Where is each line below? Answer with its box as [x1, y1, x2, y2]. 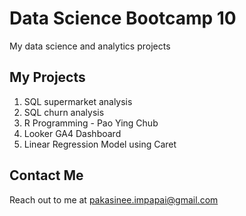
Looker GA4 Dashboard [23, 127, 122, 139]
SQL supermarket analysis [23, 95, 133, 107]
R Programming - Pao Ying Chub [23, 117, 159, 129]
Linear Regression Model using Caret [23, 138, 177, 150]
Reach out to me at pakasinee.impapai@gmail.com [9, 193, 219, 206]
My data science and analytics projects [9, 40, 171, 52]
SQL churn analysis [23, 106, 105, 118]
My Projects [9, 69, 86, 86]
